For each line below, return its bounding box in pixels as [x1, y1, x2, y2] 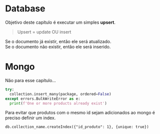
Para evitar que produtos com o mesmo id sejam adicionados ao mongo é [5, 110, 156, 116]
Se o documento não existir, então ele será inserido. [5, 44, 111, 49]
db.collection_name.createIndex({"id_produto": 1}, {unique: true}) [5, 125, 149, 130]
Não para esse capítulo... [5, 77, 56, 83]
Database [5, 3, 45, 14]
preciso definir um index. [5, 115, 56, 121]
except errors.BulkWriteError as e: [5, 96, 80, 101]
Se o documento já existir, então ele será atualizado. [5, 38, 112, 45]
